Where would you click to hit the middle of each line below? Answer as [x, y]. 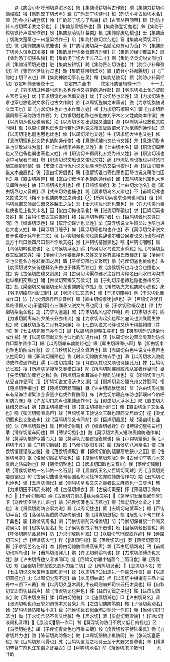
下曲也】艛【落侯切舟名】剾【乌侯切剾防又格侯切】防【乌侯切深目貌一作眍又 [85, 521]
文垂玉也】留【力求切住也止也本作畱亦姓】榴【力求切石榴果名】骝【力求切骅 [85, 109]
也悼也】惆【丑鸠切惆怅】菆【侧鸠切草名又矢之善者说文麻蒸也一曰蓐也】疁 [83, 483]
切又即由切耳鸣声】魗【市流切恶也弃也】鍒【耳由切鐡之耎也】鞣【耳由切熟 [83, 591]
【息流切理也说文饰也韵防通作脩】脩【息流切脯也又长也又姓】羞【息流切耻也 [85, 141]
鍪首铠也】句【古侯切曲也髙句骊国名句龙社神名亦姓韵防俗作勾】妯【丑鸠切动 [85, 477]
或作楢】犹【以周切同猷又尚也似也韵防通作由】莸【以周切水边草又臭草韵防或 [85, 337]
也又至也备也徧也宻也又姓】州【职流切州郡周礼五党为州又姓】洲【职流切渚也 [85, 153]
